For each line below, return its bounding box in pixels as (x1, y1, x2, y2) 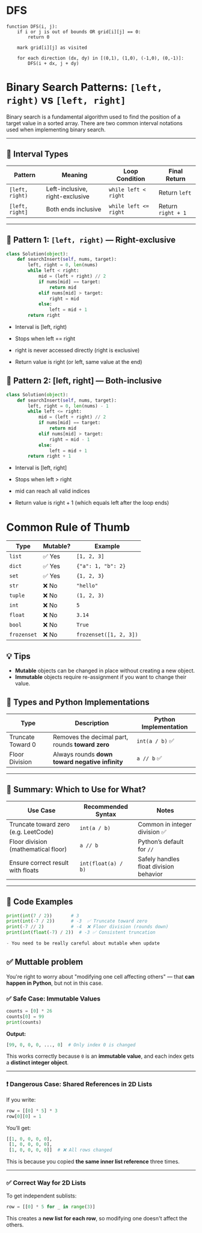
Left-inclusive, (46, 184, 88, 193)
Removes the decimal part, (53, 732, 128, 741)
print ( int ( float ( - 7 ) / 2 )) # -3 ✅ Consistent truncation (6, 929, 156, 935)
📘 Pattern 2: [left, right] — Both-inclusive (6, 376, 162, 386)
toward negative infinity (53, 757, 123, 766)
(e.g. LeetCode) (9, 828, 54, 836)
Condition (116, 174, 145, 183)
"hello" (76, 582, 98, 589)
